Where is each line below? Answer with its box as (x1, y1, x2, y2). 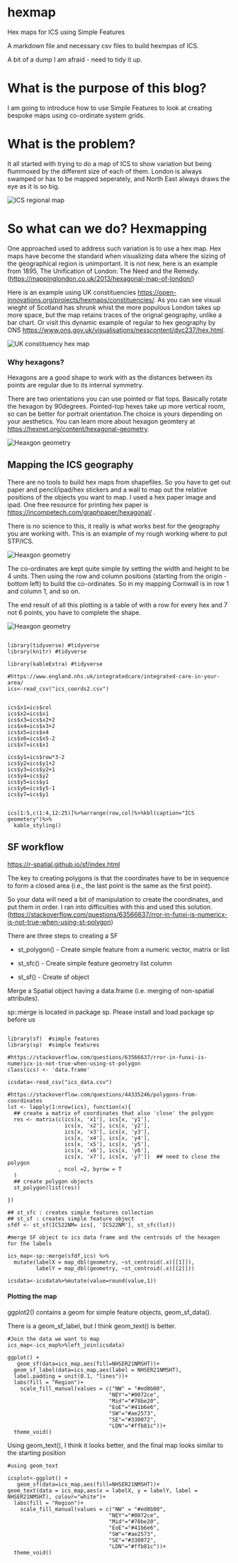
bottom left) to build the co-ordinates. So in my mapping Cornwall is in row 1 (7, 579, 229, 587)
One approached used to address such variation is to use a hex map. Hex (7, 244, 222, 253)
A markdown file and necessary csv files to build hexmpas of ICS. (7, 41, 200, 50)
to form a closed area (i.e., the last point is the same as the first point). (7, 881, 212, 890)
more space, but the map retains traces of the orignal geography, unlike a (7, 310, 222, 319)
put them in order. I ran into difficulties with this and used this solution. (7, 902, 212, 911)
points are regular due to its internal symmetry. (7, 381, 144, 390)
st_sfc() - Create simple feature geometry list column (17, 959, 172, 967)
